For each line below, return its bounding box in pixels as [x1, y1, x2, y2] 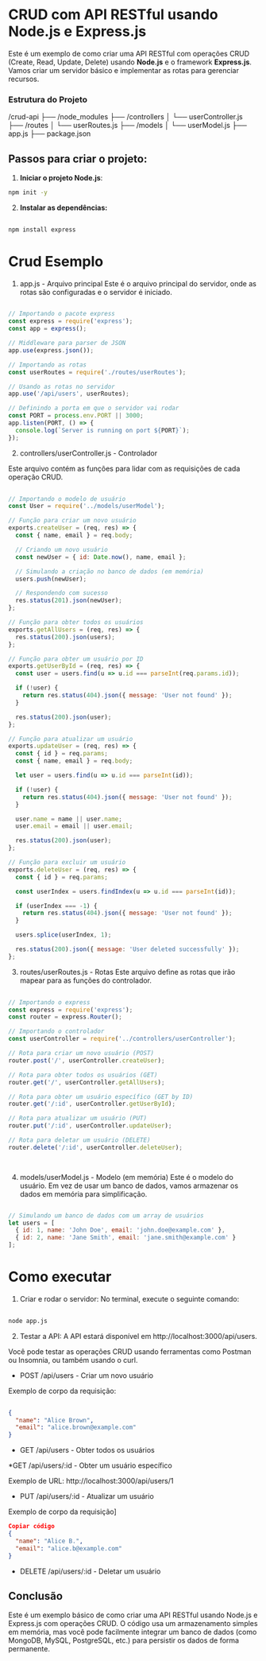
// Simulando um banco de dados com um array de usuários [8, 1211, 204, 1220]
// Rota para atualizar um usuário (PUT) [8, 1115, 148, 1123]
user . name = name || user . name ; [15, 815, 123, 823]
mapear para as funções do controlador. [19, 976, 152, 985]
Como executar [8, 1268, 112, 1286]
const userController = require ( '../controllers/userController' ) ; [8, 1035, 237, 1043]
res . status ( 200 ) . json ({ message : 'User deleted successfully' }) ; [15, 945, 240, 953]
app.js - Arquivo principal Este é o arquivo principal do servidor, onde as [19, 278, 256, 288]
